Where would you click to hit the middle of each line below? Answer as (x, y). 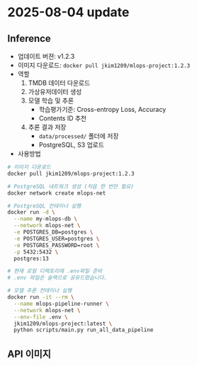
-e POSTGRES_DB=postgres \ (54, 232)
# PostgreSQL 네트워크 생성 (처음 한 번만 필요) (71, 186)
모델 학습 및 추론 (51, 101)
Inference (29, 39)
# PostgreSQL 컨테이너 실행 (44, 206)
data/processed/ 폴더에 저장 (79, 136)
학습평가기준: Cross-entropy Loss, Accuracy (102, 109)
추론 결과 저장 (47, 127)
